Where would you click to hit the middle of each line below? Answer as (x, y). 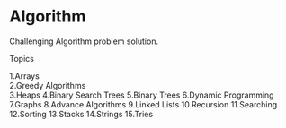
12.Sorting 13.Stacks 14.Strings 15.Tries (81, 114)
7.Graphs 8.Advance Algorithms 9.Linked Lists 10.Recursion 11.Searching (143, 104)
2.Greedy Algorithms (48, 85)
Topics (22, 58)
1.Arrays (25, 76)
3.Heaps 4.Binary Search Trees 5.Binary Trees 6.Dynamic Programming (142, 95)
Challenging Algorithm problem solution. (84, 41)
